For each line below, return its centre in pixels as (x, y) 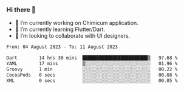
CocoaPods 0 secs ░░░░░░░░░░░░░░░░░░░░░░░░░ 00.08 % (92, 75)
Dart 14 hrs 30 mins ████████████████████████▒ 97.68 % (92, 58)
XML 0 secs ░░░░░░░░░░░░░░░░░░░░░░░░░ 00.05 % (92, 81)
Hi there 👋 (21, 10)
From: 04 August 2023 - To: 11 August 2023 (62, 47)
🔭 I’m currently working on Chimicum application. (77, 23)
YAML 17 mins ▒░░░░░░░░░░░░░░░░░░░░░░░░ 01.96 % (92, 64)
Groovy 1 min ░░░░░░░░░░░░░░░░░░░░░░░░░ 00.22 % (92, 69)
